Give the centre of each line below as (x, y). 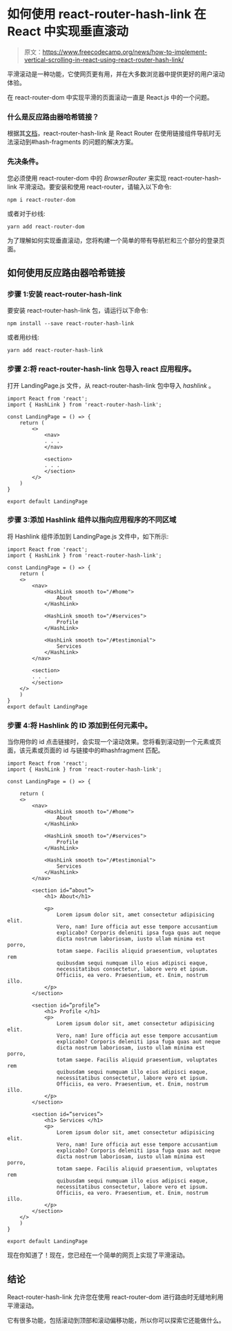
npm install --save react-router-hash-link (71, 324)
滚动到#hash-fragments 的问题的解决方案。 (75, 142)
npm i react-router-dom (41, 200)
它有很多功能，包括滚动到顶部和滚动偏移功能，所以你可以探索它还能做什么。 (116, 1320)
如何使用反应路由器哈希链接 (66, 273)
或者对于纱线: (27, 213)
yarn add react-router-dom (46, 226)
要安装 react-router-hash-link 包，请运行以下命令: (78, 310)
